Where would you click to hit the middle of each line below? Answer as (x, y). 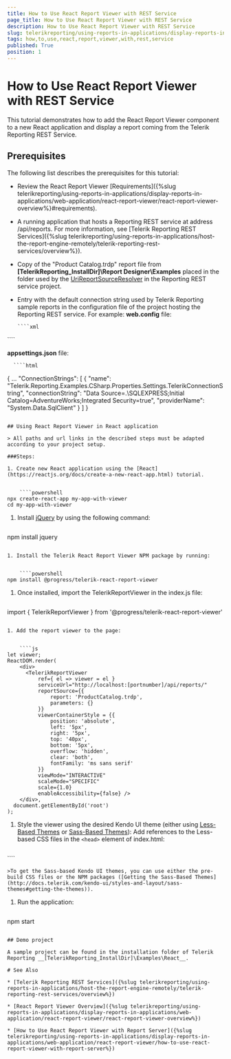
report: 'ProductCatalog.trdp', (97, 697)
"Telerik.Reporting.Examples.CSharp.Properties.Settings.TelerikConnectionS (115, 385)
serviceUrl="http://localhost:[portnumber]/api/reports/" (122, 685)
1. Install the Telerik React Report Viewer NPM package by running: (109, 556)
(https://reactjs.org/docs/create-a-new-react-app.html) (90, 474)
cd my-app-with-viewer (40, 505)
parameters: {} (72, 703)
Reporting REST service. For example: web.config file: (94, 314)
